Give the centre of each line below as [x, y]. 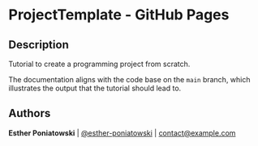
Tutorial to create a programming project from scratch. [99, 64]
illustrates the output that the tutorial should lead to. [95, 88]
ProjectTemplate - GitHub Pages [119, 15]
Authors [30, 113]
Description [39, 45]
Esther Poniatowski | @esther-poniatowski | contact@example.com [122, 133]
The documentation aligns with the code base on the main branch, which [129, 79]
